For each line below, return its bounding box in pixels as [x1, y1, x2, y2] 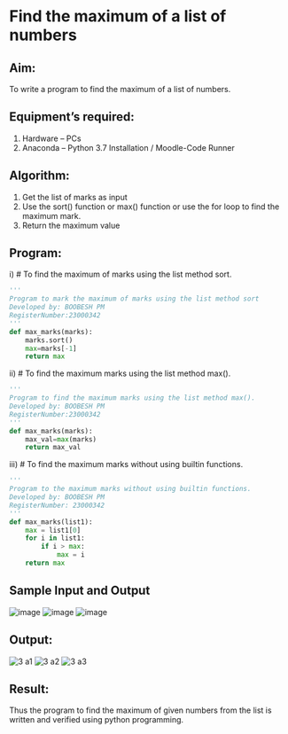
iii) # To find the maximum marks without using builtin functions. [9, 459, 244, 470]
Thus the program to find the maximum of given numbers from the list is [9, 705, 272, 715]
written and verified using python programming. [9, 714, 184, 725]
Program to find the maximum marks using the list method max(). [9, 394, 255, 402]
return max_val [25, 443, 82, 452]
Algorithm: [9, 168, 70, 183]
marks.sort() [25, 335, 74, 345]
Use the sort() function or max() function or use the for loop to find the [21, 201, 280, 212]
